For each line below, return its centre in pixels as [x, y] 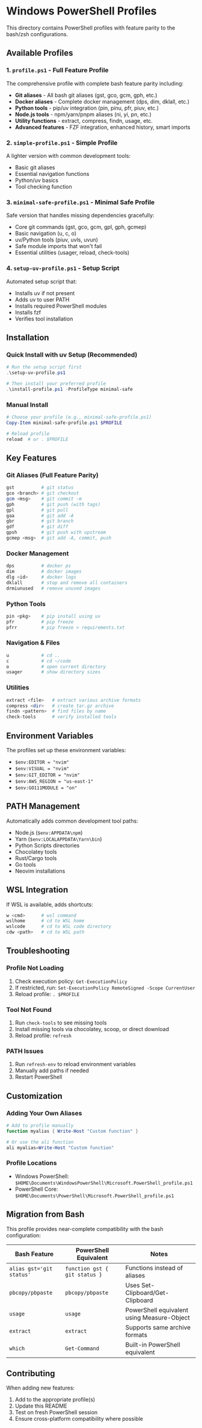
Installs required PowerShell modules [61, 306]
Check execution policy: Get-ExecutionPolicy [71, 981]
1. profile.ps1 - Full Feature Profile [58, 70]
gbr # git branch [40, 521]
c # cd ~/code [38, 661]
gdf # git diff [37, 527]
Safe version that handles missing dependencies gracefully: [80, 216]
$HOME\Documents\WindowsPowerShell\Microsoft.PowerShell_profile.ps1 [104, 1183]
